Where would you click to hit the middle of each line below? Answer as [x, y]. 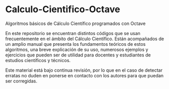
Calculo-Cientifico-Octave [63, 9]
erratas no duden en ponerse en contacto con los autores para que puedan [84, 75]
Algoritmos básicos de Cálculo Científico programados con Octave [76, 23]
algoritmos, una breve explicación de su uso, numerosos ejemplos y [77, 49]
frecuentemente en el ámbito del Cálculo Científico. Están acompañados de [85, 39]
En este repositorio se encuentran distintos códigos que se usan [73, 33]
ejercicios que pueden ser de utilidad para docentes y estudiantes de [78, 55]
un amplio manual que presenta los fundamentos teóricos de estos [76, 44]
